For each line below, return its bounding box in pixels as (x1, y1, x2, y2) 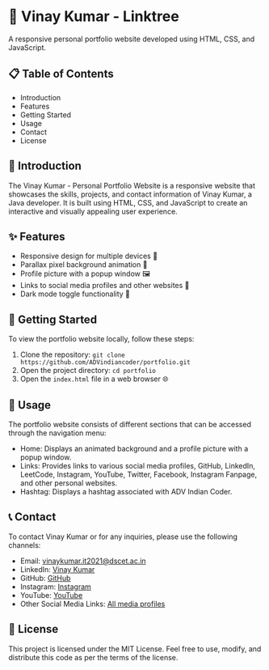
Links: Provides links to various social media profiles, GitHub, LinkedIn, (19, 461, 256, 470)
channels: (8, 540, 41, 549)
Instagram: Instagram (19, 582, 91, 592)
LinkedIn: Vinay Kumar (19, 564, 95, 574)
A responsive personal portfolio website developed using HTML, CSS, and (8, 34, 255, 44)
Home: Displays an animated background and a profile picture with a (19, 444, 249, 453)
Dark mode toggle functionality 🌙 (19, 289, 131, 299)
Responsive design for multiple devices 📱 (19, 251, 158, 261)
